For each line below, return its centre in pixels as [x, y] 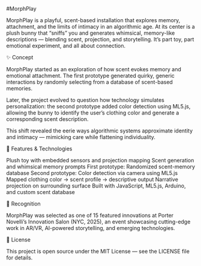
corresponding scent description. [47, 119]
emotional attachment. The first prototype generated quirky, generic [91, 75]
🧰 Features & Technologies [39, 149]
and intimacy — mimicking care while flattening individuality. [81, 137]
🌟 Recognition [23, 204]
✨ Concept [20, 57]
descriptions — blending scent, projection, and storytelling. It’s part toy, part [100, 39]
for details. [19, 258]
